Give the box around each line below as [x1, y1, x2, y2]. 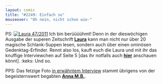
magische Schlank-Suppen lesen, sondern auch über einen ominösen [5, 42, 152, 48]
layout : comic [5, 7, 36, 13]
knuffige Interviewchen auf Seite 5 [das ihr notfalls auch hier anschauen [5, 52, 157, 59]
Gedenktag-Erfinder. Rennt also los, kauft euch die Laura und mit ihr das [5, 47, 157, 53]
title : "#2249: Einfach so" [5, 12, 65, 17]
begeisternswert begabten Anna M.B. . [5, 73, 86, 79]
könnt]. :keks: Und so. [5, 58, 51, 64]
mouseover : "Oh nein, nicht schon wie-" [5, 17, 93, 22]
